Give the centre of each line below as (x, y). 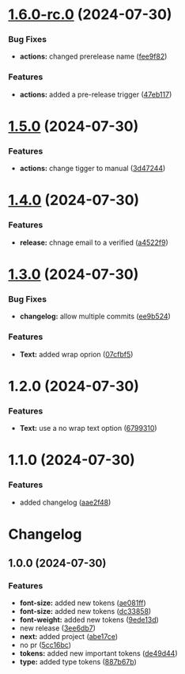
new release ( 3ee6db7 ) (58, 628)
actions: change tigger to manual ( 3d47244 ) (92, 169)
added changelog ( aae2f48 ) (65, 502)
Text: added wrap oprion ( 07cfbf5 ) (76, 354)
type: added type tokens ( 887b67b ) (78, 662)
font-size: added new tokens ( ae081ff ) (83, 603)
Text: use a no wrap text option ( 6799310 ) (88, 428)
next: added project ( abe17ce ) (69, 637)
